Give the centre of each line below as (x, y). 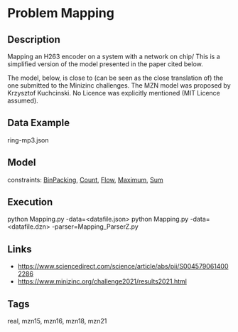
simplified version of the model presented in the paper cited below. (106, 64)
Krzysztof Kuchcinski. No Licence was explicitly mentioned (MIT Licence (114, 93)
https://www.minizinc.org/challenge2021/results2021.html (102, 281)
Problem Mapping (61, 13)
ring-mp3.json (28, 140)
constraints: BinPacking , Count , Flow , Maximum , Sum (85, 180)
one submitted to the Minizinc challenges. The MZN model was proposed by (119, 85)
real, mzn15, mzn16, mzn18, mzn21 (57, 321)
